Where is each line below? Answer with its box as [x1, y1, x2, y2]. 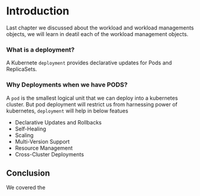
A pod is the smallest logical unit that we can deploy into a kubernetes [6, 94, 178, 102]
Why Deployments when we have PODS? [6, 81, 128, 89]
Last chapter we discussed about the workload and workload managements [6, 24, 194, 31]
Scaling [14, 131, 34, 139]
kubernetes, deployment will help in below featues [6, 107, 129, 114]
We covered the [6, 184, 46, 191]
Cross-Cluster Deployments [14, 150, 84, 158]
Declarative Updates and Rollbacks [14, 118, 102, 126]
